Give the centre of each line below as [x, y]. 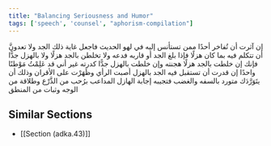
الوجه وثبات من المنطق [43, 89]
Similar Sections [51, 114]
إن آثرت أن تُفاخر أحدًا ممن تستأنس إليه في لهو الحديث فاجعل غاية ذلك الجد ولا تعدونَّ [136, 46]
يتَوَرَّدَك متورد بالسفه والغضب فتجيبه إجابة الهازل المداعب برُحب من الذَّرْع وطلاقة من [134, 81]
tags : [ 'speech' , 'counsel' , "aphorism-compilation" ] [101, 23]
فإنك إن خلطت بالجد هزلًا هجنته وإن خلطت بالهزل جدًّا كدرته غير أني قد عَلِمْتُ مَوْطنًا [133, 63]
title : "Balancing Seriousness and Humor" [81, 16]
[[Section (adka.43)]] [55, 134]
